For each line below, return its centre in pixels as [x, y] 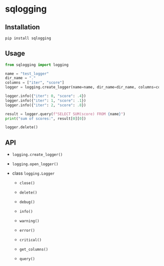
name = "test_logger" [27, 74]
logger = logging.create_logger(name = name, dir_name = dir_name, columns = [81, 87]
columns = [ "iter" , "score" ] [35, 83]
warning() [30, 221]
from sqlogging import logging [37, 65]
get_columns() [34, 250]
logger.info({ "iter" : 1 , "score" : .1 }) [46, 100]
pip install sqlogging [28, 38]
